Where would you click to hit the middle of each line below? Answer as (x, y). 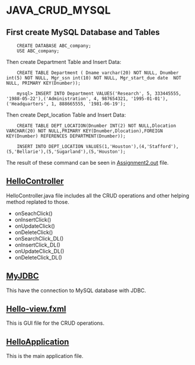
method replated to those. (38, 201)
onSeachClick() (33, 213)
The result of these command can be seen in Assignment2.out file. (87, 163)
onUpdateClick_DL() (39, 251)
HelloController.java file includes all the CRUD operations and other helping (98, 196)
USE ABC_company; (38, 51)
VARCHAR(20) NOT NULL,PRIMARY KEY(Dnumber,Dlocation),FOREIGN (84, 131)
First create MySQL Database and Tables (83, 32)
